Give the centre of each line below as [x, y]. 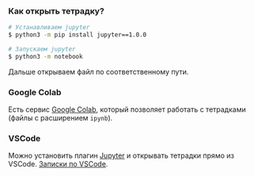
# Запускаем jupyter [42, 49]
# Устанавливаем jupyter [49, 28]
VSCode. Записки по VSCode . [58, 164]
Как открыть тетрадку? [56, 11]
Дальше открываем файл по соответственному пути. [99, 71]
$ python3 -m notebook [45, 56]
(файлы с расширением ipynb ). [61, 118]
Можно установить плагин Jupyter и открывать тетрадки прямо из [121, 155]
